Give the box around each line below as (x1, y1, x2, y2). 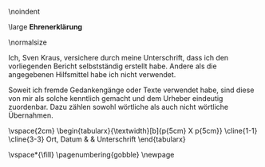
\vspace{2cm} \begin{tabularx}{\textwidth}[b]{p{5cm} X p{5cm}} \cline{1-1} (8, 126, 258, 135)
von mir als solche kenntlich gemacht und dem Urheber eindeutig (8, 94, 223, 103)
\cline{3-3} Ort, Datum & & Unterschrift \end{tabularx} (8, 134, 186, 144)
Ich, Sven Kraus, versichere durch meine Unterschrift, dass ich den (8, 53, 229, 62)
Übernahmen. (8, 111, 53, 120)
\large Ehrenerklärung (8, 22, 82, 31)
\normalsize (8, 37, 48, 47)
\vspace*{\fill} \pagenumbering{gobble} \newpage (8, 150, 175, 159)
